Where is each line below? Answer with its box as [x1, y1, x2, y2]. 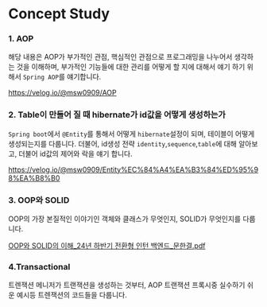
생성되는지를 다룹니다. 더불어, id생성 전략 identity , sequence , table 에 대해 [8, 138, 237, 148]
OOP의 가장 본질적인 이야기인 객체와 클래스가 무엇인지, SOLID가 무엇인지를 [8, 214, 241, 223]
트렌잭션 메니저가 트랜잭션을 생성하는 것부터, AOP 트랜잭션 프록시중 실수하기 [8, 280, 246, 290]
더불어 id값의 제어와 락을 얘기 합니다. [18, 149, 133, 158]
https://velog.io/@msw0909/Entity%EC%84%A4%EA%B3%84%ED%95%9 [8, 165, 259, 174]
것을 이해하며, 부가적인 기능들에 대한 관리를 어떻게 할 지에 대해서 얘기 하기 [16, 62, 246, 72]
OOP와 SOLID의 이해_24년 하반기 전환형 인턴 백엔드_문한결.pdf [8, 241, 206, 251]
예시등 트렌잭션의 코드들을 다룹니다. [16, 290, 127, 300]
